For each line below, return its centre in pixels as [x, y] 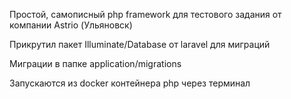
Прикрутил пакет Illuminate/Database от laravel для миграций [140, 44]
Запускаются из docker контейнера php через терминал [130, 83]
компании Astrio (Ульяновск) [71, 25]
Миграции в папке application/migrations [95, 63]
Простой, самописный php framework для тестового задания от [145, 14]
